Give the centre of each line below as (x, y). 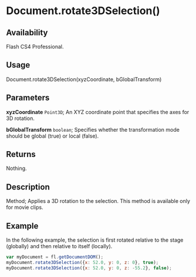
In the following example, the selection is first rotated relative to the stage (95, 240)
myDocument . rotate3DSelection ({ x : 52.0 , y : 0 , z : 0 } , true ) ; (82, 262)
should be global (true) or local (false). (53, 136)
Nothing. (17, 168)
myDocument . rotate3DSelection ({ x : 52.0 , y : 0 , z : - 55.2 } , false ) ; (89, 268)
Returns (21, 154)
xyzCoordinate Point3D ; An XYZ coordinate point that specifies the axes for (98, 112)
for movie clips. (25, 208)
